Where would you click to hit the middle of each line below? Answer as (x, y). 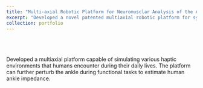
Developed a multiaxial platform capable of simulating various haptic (92, 59)
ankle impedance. (28, 78)
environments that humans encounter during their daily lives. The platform (98, 66)
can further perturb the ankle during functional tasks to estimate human (95, 72)
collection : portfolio (35, 23)
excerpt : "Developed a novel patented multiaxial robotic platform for (98, 17)
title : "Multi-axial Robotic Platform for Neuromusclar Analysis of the (100, 12)
